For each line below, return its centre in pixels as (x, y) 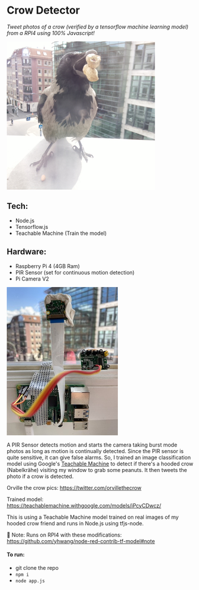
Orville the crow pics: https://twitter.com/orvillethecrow (74, 487)
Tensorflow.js (32, 227)
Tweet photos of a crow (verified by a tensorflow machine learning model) (98, 27)
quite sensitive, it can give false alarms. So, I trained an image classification (99, 457)
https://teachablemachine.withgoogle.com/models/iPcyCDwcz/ (84, 505)
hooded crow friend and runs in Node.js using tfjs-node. (75, 523)
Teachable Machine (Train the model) (61, 233)
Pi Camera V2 (32, 279)
